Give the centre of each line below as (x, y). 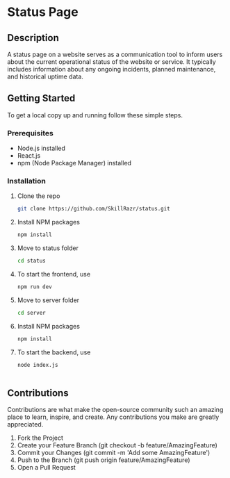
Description (33, 38)
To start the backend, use (54, 352)
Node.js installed (41, 148)
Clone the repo (39, 196)
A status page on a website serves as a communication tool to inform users (115, 54)
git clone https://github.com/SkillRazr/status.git (93, 209)
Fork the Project (40, 438)
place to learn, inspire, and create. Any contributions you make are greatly (113, 417)
